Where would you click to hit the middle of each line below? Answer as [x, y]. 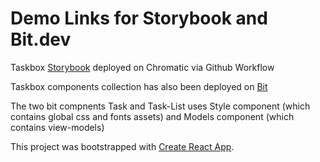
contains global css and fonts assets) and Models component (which [152, 116]
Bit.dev [41, 39]
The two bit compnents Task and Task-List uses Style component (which [160, 106]
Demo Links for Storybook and [139, 18]
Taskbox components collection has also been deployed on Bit [139, 86]
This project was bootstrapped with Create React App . [122, 146]
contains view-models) [57, 127]
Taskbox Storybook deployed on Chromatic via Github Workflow [142, 67]
